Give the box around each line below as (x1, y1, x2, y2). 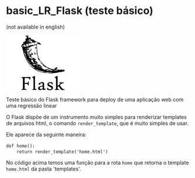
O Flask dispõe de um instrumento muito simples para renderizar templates (6, 114, 187, 121)
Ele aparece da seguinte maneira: (6, 131, 86, 138)
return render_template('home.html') (16, 149, 109, 155)
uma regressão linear (6, 102, 57, 109)
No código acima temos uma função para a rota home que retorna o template (6, 159, 189, 166)
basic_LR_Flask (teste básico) (6, 4, 154, 18)
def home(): (6, 143, 35, 149)
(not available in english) (6, 23, 65, 30)
